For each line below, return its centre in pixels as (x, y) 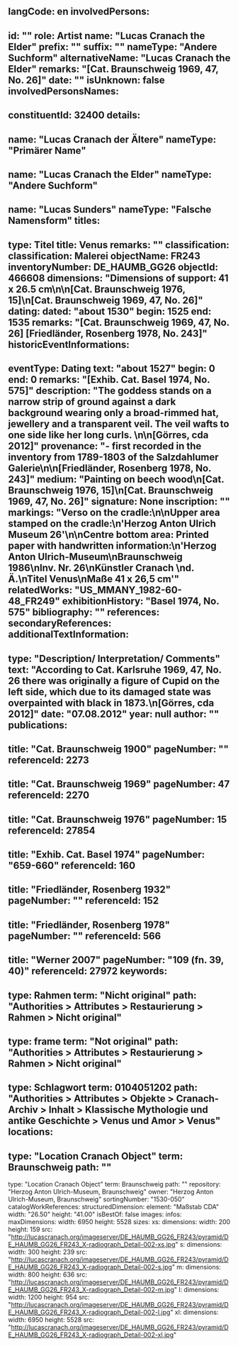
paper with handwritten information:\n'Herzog (112, 546)
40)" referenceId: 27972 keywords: (88, 971)
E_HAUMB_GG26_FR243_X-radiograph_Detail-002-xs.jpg (92, 1245)
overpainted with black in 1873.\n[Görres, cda (111, 703)
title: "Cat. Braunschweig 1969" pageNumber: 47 (119, 784)
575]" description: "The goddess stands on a (110, 391)
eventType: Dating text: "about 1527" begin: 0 (112, 369)
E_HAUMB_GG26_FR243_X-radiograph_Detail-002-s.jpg (90, 1267)
